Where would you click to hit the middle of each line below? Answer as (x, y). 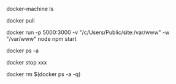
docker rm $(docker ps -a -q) (44, 74)
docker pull (21, 20)
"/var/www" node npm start (41, 39)
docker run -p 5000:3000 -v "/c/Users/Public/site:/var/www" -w (88, 32)
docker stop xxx (27, 62)
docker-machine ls (30, 9)
